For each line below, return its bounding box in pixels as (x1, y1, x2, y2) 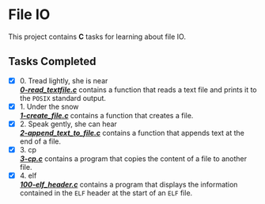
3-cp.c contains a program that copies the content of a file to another (19, 154, 248, 164)
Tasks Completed (8, 55, 97, 68)
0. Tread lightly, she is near (19, 75, 108, 85)
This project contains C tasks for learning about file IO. (8, 32, 186, 41)
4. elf (19, 171, 37, 180)
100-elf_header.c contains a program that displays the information (19, 180, 238, 190)
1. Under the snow (19, 102, 79, 111)
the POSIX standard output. (19, 93, 107, 102)
